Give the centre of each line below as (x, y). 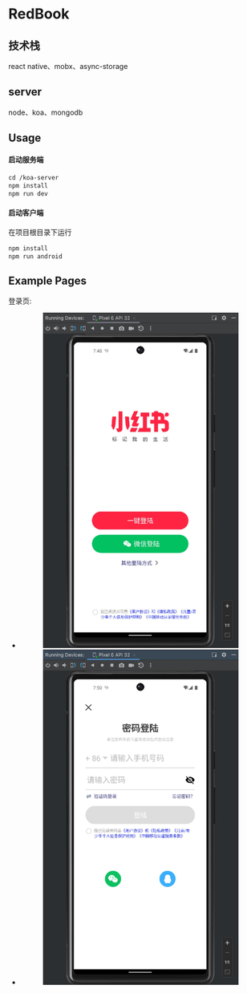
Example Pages (47, 281)
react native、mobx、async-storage (68, 66)
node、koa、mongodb (46, 112)
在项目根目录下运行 (40, 232)
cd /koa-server (34, 178)
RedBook (39, 14)
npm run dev (28, 194)
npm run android (35, 256)
